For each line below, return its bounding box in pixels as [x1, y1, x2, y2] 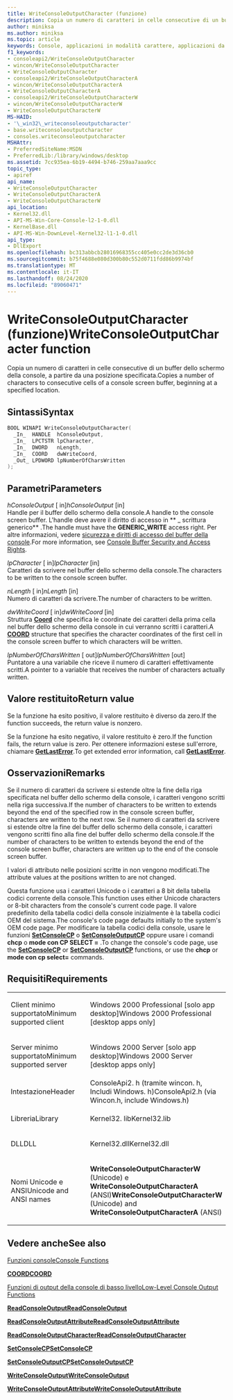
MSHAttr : [7, 140, 33, 147]
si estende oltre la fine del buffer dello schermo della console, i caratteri [7, 823, 213, 831]
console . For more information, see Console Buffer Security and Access [7, 538, 211, 546]
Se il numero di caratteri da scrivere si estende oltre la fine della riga [7, 786, 202, 794]
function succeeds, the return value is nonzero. [7, 718, 143, 727]
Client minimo [10, 1000, 55, 1010]
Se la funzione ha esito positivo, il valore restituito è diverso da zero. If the [7, 711, 217, 720]
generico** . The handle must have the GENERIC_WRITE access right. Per [7, 523, 217, 532]
